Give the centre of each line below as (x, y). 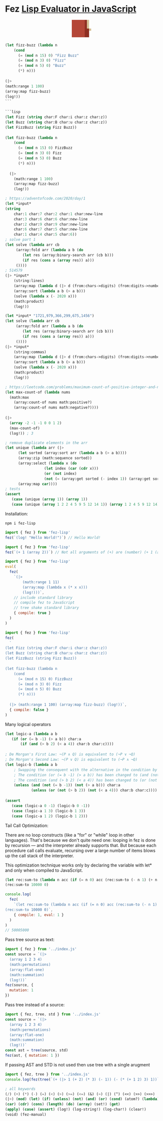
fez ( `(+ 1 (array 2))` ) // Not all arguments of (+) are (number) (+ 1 (79, 552)
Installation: (16, 513)
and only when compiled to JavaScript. (44, 870)
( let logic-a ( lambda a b (31, 734)
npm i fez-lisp (20, 523)
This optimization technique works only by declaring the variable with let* (79, 865)
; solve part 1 (20, 240)
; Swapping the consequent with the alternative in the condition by (86, 770)
